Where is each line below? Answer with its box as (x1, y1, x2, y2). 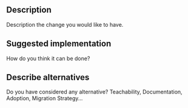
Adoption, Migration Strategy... (6, 95, 83, 102)
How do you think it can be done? (6, 55, 90, 62)
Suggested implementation (6, 39, 112, 49)
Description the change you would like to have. (6, 21, 124, 28)
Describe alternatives (6, 72, 90, 83)
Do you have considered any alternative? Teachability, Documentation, (6, 88, 183, 96)
